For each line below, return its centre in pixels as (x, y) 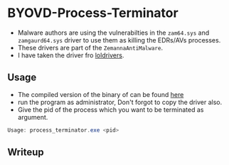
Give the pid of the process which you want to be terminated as (111, 109)
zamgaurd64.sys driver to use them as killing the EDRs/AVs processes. (119, 40)
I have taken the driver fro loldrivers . (71, 55)
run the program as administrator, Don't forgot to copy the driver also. (120, 102)
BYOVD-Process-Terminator (93, 13)
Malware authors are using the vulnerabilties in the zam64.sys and (113, 33)
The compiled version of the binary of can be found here (101, 94)
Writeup (26, 153)
